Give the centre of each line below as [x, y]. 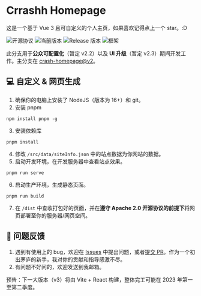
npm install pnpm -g [32, 119]
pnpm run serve [25, 173]
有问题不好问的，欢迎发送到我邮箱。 [60, 267]
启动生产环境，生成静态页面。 [52, 184]
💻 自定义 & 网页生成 [43, 82]
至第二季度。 [22, 287]
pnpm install [22, 142]
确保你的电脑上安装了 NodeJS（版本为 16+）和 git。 [79, 100]
